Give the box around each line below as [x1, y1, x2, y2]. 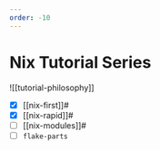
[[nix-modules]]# [22, 119, 86, 131]
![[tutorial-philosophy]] [9, 82, 95, 93]
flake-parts [22, 132, 68, 141]
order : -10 [9, 13, 51, 23]
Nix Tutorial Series [9, 52, 152, 72]
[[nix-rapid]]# [22, 109, 75, 120]
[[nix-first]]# [22, 99, 70, 110]
